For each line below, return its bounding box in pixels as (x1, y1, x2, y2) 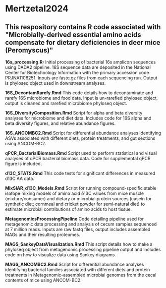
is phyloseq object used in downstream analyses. (5, 80, 106, 86)
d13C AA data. (5, 175, 35, 181)
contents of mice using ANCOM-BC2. (5, 277, 82, 283)
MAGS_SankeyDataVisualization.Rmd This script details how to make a (5, 241, 153, 247)
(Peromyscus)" (5, 46, 54, 55)
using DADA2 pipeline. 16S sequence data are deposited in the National (5, 64, 151, 70)
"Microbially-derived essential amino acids (5, 30, 141, 39)
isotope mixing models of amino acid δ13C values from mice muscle (5, 190, 144, 196)
